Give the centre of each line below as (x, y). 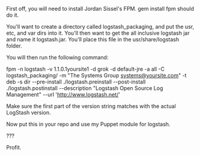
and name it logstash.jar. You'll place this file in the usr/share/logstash (92, 39)
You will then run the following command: (57, 57)
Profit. (14, 147)
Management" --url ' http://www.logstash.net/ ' (63, 94)
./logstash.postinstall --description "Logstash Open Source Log (85, 88)
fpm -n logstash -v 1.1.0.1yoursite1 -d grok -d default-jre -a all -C (86, 69)
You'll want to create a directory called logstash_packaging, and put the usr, (100, 27)
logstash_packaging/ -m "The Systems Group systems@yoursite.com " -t (96, 75)
